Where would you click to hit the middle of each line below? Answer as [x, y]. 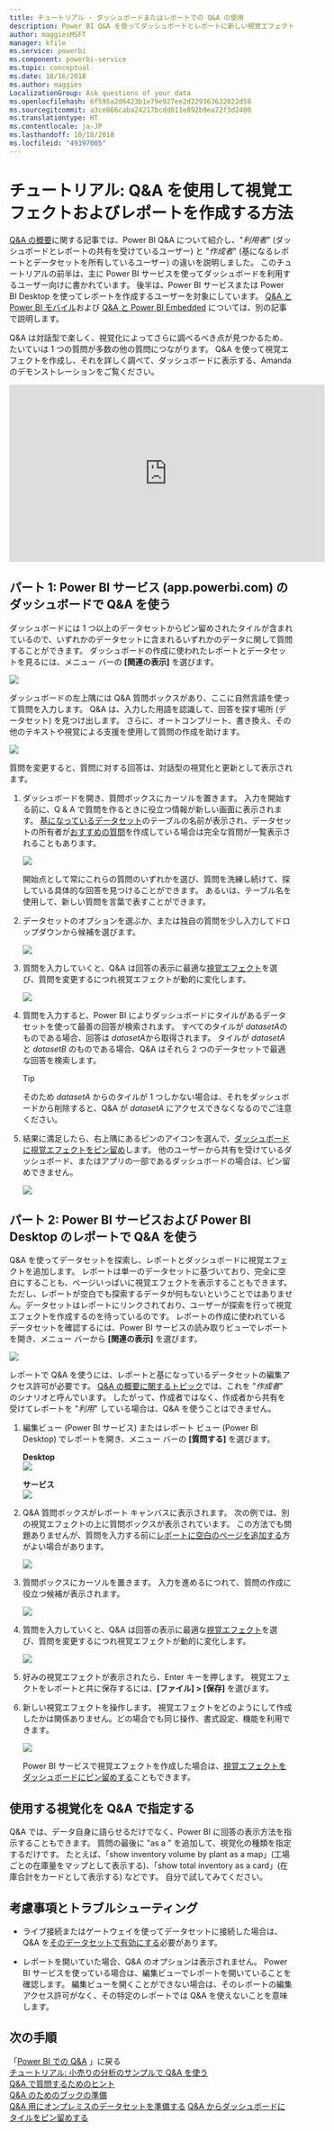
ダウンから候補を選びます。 [90, 932]
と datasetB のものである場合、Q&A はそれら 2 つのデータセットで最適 [154, 1049]
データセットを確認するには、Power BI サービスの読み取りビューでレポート [149, 1328]
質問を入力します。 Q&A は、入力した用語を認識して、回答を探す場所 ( [148, 709]
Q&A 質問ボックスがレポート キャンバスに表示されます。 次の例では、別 [156, 1512]
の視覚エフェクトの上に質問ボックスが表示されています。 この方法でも [153, 1524]
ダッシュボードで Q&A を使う [90, 605]
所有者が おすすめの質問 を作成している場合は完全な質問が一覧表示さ [164, 831]
